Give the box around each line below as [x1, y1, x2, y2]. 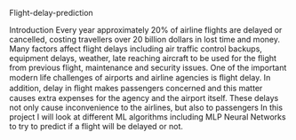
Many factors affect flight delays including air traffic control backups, [9, 43, 262, 54]
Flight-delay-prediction [9, 8, 93, 18]
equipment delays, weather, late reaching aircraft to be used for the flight [9, 53, 277, 63]
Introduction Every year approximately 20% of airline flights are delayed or [9, 25, 283, 35]
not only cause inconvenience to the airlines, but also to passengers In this [9, 102, 283, 113]
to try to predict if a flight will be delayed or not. [9, 121, 184, 131]
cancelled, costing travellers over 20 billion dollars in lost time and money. [9, 35, 280, 44]
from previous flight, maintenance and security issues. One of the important [9, 62, 287, 73]
